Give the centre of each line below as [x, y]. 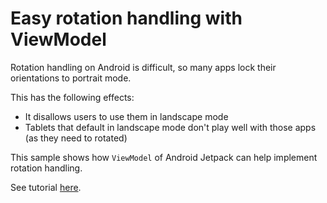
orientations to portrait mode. [71, 78]
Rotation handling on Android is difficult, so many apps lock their [143, 67]
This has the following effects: [72, 97]
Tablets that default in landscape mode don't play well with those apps [170, 127]
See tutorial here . [46, 187]
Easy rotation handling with [126, 18]
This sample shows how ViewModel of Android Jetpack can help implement [164, 157]
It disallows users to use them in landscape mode [126, 116]
